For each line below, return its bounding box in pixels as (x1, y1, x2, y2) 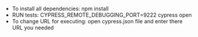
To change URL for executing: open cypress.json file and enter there (12, 18, 183, 24)
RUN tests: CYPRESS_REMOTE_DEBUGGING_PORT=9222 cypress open (12, 11, 192, 18)
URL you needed (12, 24, 54, 31)
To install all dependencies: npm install (12, 5, 109, 12)
